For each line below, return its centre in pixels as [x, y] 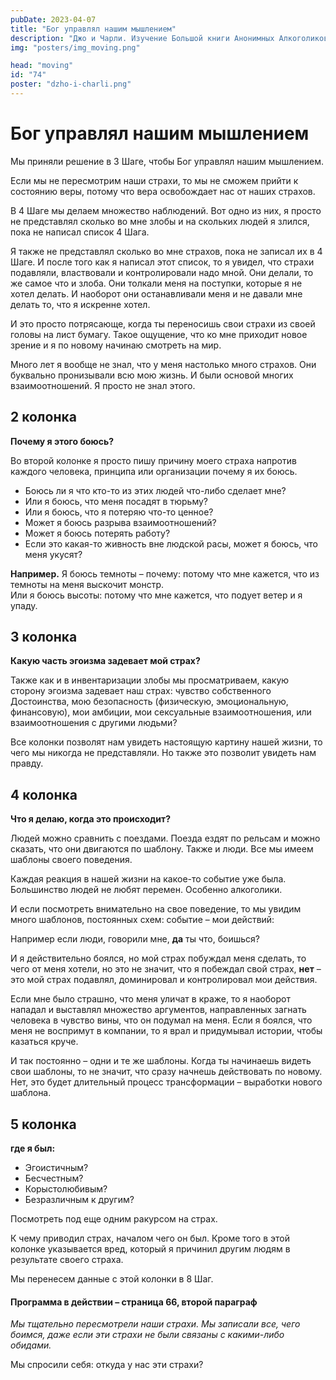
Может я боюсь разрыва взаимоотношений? [120, 522]
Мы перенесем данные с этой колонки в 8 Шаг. [112, 1279]
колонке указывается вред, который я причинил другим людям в [150, 1249]
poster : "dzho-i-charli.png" [71, 84]
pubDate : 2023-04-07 [53, 19]
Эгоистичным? [56, 1168]
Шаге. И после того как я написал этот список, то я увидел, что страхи [162, 262]
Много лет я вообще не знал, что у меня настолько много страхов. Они [163, 364]
